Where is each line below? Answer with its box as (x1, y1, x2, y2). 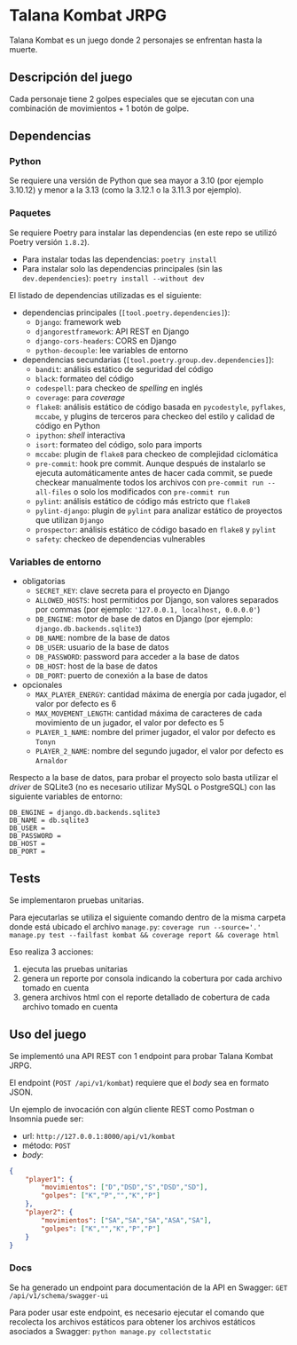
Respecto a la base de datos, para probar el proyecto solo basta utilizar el (9, 772, 278, 783)
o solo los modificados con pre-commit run (73, 486, 231, 497)
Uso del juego (9, 1027, 87, 1042)
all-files (35, 487, 73, 497)
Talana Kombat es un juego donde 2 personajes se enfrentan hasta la (9, 35, 263, 45)
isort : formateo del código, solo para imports (35, 439, 202, 449)
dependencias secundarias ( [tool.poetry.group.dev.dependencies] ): (21, 354, 275, 365)
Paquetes (9, 207, 51, 219)
